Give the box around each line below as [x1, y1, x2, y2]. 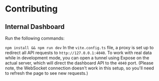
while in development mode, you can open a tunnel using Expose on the [5, 55, 149, 61]
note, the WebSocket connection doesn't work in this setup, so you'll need [5, 65, 154, 71]
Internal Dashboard [5, 23, 65, 31]
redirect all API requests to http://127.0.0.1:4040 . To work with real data [5, 50, 152, 55]
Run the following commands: [5, 35, 65, 41]
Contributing [5, 3, 58, 14]
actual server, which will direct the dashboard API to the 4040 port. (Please [5, 60, 154, 66]
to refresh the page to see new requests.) [5, 70, 88, 76]
